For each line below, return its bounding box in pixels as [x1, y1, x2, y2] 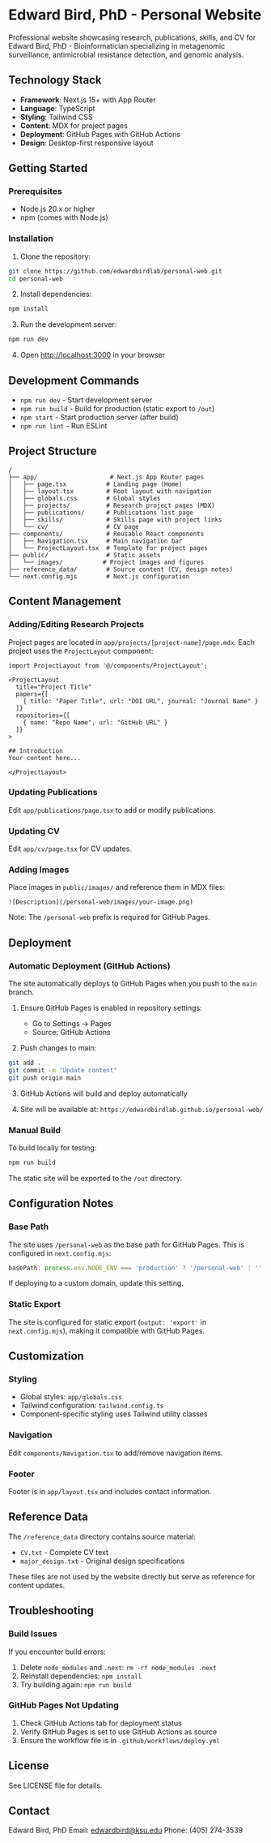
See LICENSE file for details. [8, 1781, 103, 1790]
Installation [8, 233, 54, 244]
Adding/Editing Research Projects [8, 619, 144, 630]
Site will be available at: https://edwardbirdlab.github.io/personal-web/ [19, 1104, 264, 1114]
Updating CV [8, 825, 61, 836]
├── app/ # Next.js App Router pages [8, 473, 205, 481]
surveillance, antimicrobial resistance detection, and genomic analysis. [8, 49, 244, 59]
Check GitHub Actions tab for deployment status [19, 1718, 182, 1728]
